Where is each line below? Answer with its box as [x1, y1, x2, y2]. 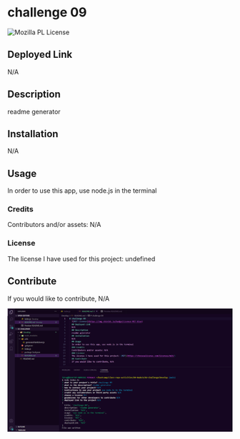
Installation [7, 128, 59, 140]
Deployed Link [7, 49, 73, 61]
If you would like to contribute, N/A [7, 294, 110, 303]
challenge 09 [7, 4, 87, 21]
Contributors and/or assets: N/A [7, 221, 101, 229]
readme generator [7, 107, 61, 116]
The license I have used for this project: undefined [7, 254, 156, 263]
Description [7, 89, 61, 101]
